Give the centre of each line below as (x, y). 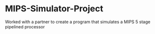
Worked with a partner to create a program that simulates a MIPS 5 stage (78, 22)
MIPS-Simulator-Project (54, 9)
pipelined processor (25, 26)
